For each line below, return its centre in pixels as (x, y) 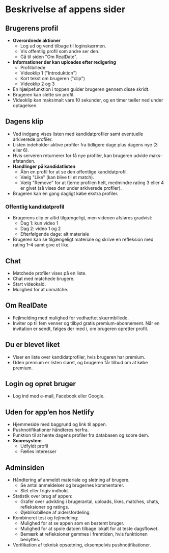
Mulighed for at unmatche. (40, 289)
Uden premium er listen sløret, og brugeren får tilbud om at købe (80, 362)
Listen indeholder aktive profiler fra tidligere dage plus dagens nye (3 (85, 144)
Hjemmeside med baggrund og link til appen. (60, 424)
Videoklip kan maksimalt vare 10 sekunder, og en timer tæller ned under (88, 100)
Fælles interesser (38, 451)
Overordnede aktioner (37, 40)
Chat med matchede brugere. (44, 279)
